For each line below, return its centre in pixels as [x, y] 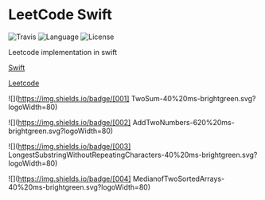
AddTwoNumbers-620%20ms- [183, 122]
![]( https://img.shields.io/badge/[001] [69, 98]
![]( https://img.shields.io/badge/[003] [70, 146]
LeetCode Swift [60, 15]
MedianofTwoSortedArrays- [179, 178]
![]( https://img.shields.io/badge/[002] [70, 122]
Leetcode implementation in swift [63, 52]
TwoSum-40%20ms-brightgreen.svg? [193, 98]
